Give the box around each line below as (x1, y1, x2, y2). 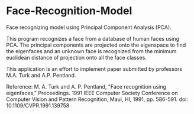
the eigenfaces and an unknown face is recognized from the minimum (6, 47, 177, 54)
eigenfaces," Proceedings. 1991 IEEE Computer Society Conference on (6, 89, 178, 96)
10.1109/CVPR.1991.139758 (6, 102, 70, 109)
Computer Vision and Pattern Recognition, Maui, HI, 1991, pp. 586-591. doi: (6, 96, 188, 103)
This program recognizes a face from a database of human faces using (6, 35, 179, 42)
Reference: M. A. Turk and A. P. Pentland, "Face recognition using (6, 83, 167, 90)
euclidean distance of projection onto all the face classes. (6, 54, 147, 61)
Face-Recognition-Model (6, 4, 132, 18)
